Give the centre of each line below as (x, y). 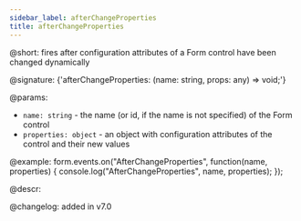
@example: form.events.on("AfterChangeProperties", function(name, (139, 161)
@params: (29, 97)
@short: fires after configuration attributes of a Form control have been (143, 52)
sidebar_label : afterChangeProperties (83, 18)
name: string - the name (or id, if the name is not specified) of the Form (158, 115)
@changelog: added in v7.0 (61, 206)
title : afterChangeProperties (67, 26)
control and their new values (76, 144)
